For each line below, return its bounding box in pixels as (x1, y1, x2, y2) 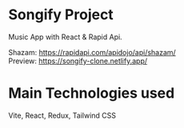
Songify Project (8, 6, 114, 24)
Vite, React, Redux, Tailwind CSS (8, 110, 117, 120)
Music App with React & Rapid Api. (8, 32, 122, 42)
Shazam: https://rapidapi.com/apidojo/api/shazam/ (8, 47, 176, 57)
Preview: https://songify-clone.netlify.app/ (8, 56, 148, 66)
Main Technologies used (8, 84, 175, 102)
